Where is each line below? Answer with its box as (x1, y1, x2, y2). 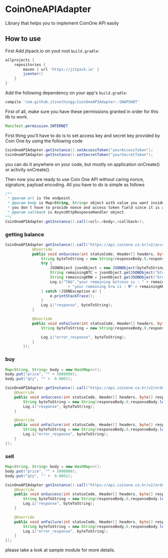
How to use (5, 34, 41, 43)
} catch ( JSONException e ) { (40, 288, 101, 293)
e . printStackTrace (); (49, 293, 95, 298)
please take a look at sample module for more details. (5, 547, 115, 553)
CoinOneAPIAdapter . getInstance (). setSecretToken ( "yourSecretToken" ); (5, 152, 153, 157)
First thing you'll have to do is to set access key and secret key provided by (5, 132, 160, 138)
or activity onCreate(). (5, 166, 51, 172)
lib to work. (5, 113, 28, 119)
